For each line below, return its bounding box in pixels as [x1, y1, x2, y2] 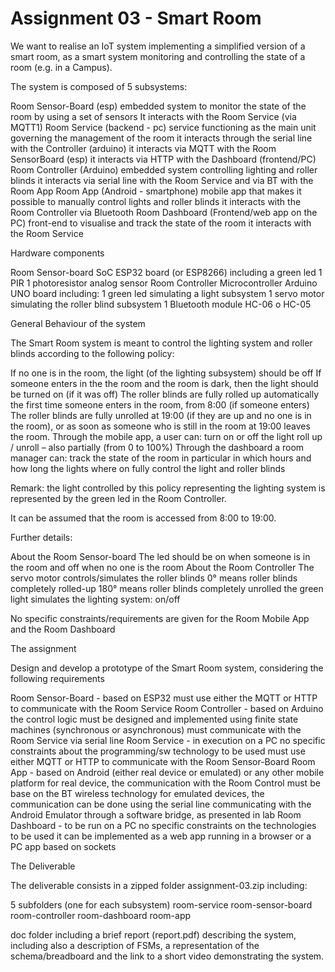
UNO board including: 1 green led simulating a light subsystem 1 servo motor [10, 287, 325, 299]
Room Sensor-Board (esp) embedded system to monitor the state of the [10, 100, 307, 112]
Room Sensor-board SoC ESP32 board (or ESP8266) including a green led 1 [10, 266, 323, 278]
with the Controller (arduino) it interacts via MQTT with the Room [10, 142, 277, 154]
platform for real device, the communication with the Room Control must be [10, 777, 321, 789]
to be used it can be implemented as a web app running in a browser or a [10, 830, 312, 842]
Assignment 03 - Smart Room [10, 7, 262, 30]
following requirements [10, 672, 105, 684]
